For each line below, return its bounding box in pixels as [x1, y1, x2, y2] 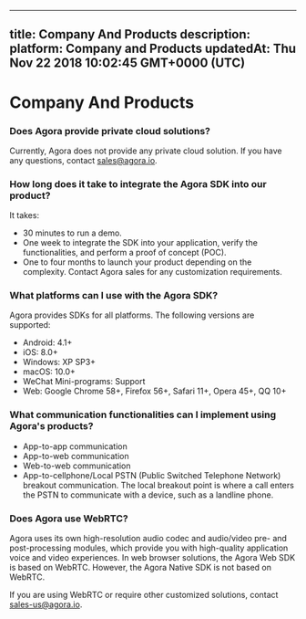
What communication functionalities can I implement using [9, 408, 277, 421]
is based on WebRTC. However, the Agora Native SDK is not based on [9, 562, 271, 573]
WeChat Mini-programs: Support [22, 376, 146, 387]
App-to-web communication [22, 450, 129, 461]
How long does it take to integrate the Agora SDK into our [9, 177, 267, 190]
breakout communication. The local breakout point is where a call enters [22, 479, 294, 490]
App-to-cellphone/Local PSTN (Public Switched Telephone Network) [22, 469, 281, 480]
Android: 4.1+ [22, 337, 73, 348]
